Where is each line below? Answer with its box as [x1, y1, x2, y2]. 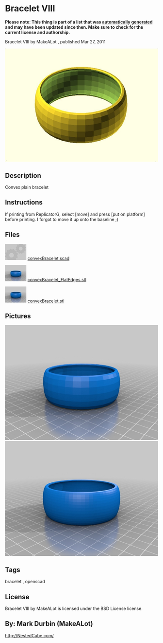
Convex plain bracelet [5, 184, 49, 190]
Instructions [5, 198, 43, 207]
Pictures [5, 312, 31, 320]
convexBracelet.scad [27, 255, 70, 261]
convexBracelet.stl [27, 298, 65, 304]
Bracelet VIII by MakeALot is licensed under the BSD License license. [5, 606, 143, 611]
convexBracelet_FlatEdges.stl [27, 276, 86, 282]
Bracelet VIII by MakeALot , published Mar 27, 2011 [5, 38, 106, 44]
